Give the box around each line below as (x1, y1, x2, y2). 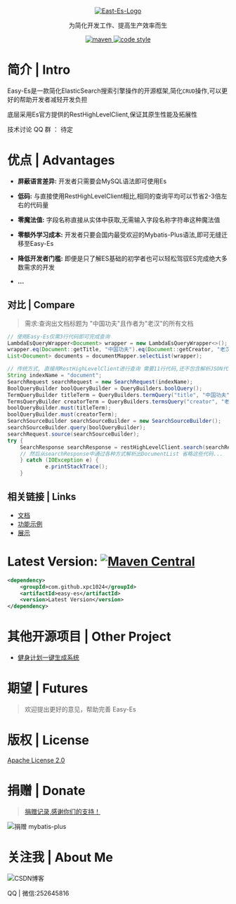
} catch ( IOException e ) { (20, 457, 99, 464)
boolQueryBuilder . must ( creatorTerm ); (7, 411, 118, 418)
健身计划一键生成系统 (17, 653, 79, 662)
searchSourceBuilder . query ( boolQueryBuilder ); (7, 424, 146, 431)
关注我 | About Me (7, 850, 114, 865)
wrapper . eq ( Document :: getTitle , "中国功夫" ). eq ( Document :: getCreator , (7, 346, 214, 353)
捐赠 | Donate (7, 783, 86, 799)
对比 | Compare (7, 299, 75, 311)
